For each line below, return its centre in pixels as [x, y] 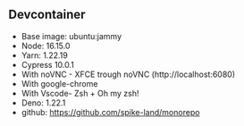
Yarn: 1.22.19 [44, 55]
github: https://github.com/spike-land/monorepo [110, 112]
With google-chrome [59, 83]
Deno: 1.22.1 [43, 103]
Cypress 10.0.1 [48, 64]
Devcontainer [47, 15]
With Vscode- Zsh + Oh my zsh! [80, 93]
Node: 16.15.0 [46, 46]
